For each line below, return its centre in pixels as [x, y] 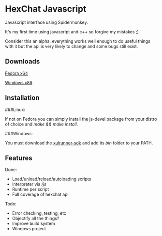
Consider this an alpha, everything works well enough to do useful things [78, 41]
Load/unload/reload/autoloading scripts [52, 179]
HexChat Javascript [46, 9]
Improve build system [33, 223]
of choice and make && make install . [42, 124]
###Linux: [15, 110]
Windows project [29, 229]
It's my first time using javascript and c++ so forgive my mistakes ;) [72, 31]
